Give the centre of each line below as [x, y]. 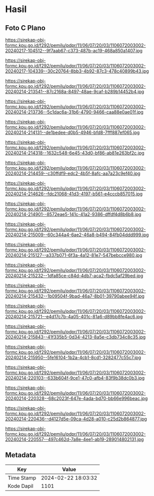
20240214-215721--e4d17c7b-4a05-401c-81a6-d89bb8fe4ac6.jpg [74, 316]
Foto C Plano [25, 28]
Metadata [21, 455]
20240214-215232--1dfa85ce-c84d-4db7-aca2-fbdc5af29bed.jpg [74, 276]
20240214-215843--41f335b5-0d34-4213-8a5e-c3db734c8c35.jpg [75, 337]
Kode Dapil [21, 486]
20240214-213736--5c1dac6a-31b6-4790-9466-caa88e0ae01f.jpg [74, 112]
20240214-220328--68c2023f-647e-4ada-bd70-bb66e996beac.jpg [76, 398]
